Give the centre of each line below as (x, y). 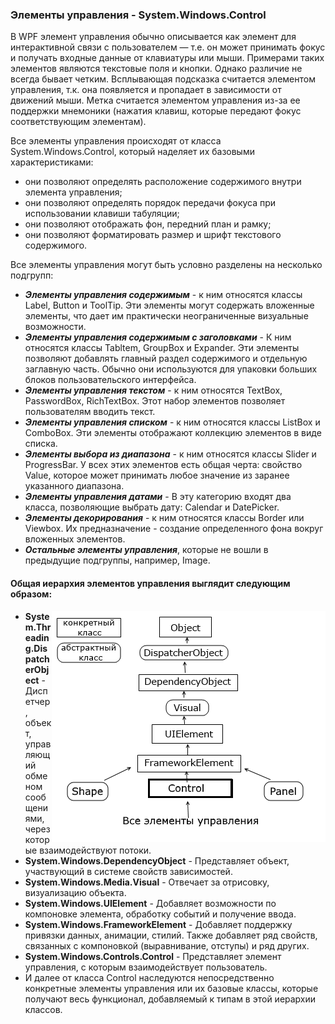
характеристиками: (52, 162)
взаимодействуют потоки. (95, 850)
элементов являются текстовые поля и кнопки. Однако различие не (156, 69)
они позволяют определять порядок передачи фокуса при (150, 203)
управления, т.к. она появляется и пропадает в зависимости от (146, 90)
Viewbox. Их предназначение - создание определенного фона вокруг (174, 529)
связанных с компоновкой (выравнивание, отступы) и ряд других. (167, 945)
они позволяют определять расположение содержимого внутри (163, 182)
